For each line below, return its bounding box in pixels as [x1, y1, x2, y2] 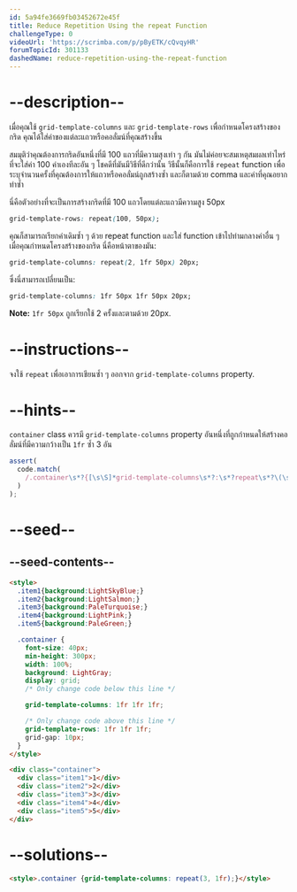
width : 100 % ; [25, 660, 73, 669]
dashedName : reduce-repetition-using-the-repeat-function [9, 54, 227, 63]
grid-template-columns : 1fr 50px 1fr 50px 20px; [9, 291, 192, 301]
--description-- [9, 92, 126, 112]
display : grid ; [25, 676, 81, 686]
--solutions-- [9, 844, 109, 865]
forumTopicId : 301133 [9, 46, 89, 55]
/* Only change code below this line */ [25, 685, 176, 694]
